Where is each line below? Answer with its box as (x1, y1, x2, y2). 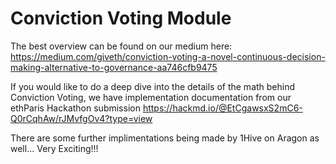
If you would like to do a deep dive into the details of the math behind (10, 80, 296, 92)
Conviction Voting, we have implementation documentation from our (10, 91, 292, 103)
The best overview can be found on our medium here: (10, 40, 233, 52)
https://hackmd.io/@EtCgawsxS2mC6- (142, 102, 303, 114)
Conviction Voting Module (10, 7, 232, 30)
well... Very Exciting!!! (10, 142, 99, 154)
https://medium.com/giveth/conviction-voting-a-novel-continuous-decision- (10, 50, 326, 62)
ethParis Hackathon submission (10, 102, 141, 114)
